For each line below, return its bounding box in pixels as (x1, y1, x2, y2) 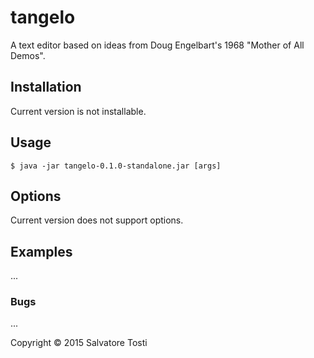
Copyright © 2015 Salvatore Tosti (10, 337, 148, 349)
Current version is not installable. (10, 105, 147, 117)
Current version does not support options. (10, 214, 184, 226)
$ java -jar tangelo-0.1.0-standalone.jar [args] (10, 161, 222, 171)
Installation (10, 79, 82, 96)
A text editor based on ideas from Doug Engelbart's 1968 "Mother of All (10, 39, 305, 51)
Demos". (10, 49, 46, 61)
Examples (10, 243, 73, 260)
